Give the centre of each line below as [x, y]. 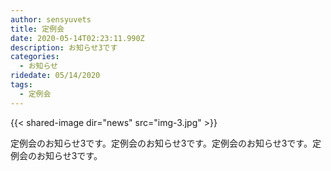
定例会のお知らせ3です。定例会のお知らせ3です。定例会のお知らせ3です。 [161, 143]
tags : [21, 85]
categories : [35, 57]
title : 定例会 [37, 29]
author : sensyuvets [51, 19]
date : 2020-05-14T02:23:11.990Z [77, 38]
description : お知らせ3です [64, 47]
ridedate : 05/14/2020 [55, 76]
